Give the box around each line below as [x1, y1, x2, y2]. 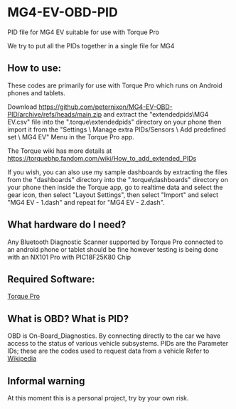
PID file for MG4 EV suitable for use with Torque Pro [7, 28, 160, 36]
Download [7, 102, 38, 111]
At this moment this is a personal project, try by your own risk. [7, 394, 189, 402]
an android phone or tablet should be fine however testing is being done [7, 245, 219, 253]
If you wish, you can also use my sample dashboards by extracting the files [7, 168, 227, 176]
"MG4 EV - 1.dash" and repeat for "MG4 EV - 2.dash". [7, 198, 165, 206]
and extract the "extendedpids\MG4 [103, 110, 209, 118]
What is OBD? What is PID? [7, 312, 129, 324]
